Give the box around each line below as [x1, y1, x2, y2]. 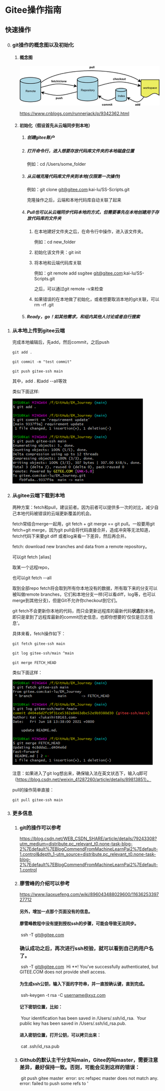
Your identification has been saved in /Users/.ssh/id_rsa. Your [21, 1015, 146, 1021]
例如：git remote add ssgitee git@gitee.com [34, 270, 123, 276]
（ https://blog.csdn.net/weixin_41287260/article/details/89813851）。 [12, 776, 152, 782]
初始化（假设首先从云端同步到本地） [19, 122, 93, 128]
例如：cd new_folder [34, 239, 76, 245]
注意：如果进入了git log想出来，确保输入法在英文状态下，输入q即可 [12, 770, 148, 776]
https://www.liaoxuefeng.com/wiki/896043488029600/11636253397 [19, 891, 159, 897]
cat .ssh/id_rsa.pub [21, 1043, 60, 1049]
